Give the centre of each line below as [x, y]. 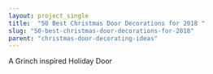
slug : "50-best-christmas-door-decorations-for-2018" [102, 31]
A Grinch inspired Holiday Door [60, 61]
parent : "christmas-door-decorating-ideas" [83, 38]
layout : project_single [49, 16]
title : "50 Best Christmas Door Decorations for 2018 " [107, 23]
